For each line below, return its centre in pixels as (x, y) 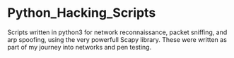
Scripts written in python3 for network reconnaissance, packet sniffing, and (117, 32)
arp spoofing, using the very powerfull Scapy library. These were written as (117, 39)
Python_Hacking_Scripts (82, 13)
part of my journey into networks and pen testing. (80, 47)
